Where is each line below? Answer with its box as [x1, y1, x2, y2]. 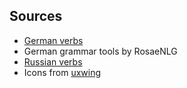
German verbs [23, 34, 84, 46]
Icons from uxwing [23, 66, 102, 78]
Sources [9, 8, 63, 25]
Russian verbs [23, 55, 83, 68]
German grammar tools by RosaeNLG [23, 45, 178, 57]
